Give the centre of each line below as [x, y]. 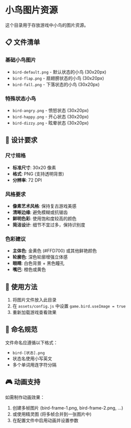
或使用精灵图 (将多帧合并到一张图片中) [52, 414]
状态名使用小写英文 [32, 358]
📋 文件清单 [23, 42]
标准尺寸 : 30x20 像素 [34, 167]
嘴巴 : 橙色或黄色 [29, 269]
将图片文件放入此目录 [34, 300]
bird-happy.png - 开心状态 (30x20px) [50, 116]
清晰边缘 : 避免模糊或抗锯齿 [40, 212]
